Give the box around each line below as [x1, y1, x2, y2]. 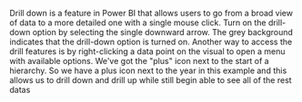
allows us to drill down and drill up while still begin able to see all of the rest [9, 75, 293, 85]
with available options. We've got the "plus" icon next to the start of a [9, 56, 270, 66]
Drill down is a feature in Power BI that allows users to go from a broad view [9, 8, 294, 18]
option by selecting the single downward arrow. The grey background [32, 27, 294, 37]
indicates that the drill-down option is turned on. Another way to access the [9, 36, 293, 47]
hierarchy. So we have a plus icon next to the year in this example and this [9, 65, 287, 76]
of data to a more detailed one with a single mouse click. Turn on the [9, 17, 267, 28]
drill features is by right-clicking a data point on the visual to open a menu [9, 46, 286, 57]
